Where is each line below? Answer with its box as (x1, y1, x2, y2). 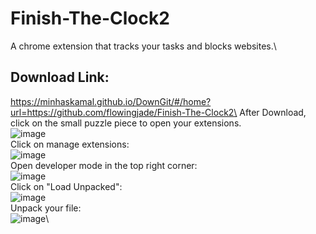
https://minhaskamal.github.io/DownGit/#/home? (10, 95, 212, 107)
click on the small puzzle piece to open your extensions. (10, 117, 242, 129)
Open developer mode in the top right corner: (10, 159, 198, 171)
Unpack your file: (10, 202, 82, 214)
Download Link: (10, 69, 110, 86)
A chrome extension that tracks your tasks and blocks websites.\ (10, 40, 277, 52)
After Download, (239, 106, 307, 118)
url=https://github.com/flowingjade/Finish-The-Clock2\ (10, 106, 238, 118)
